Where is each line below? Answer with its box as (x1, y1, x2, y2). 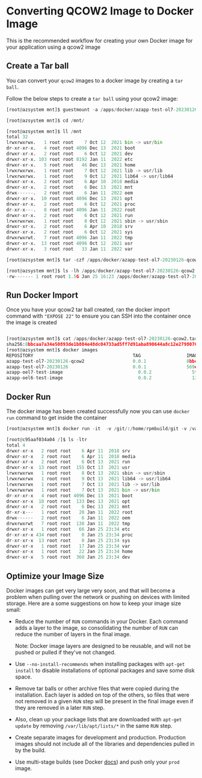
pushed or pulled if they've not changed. (14, 648, 116, 656)
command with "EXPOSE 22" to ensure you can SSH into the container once (6, 312, 191, 320)
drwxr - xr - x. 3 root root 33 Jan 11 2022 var (6, 246, 133, 252)
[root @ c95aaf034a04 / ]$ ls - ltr (6, 436, 87, 442)
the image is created (6, 319, 57, 326)
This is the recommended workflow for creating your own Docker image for (6, 37, 193, 44)
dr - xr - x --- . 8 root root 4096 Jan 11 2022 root (6, 207, 136, 213)
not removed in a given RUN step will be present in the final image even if (14, 697, 194, 704)
